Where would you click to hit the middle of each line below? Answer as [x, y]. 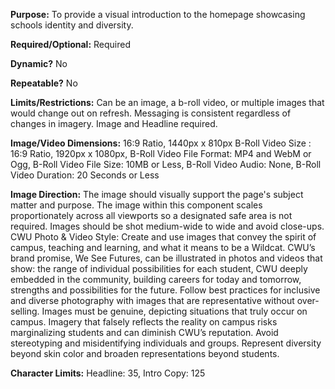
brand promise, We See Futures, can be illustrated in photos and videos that [166, 258]
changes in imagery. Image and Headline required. [114, 123]
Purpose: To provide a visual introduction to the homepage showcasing [158, 14]
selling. [25, 311]
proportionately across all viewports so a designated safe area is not [151, 215]
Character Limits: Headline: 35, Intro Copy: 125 [108, 373]
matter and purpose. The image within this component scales [136, 205]
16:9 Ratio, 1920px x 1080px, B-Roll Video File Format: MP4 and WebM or [161, 153]
